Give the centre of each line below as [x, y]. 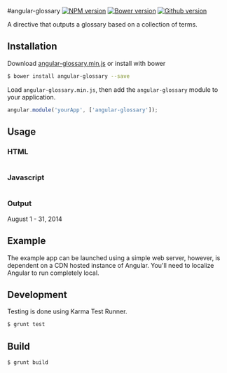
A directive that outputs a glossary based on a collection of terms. [102, 24]
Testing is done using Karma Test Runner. [67, 311]
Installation [32, 47]
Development [37, 295]
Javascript [26, 177]
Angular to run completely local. [53, 273]
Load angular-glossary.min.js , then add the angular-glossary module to [113, 89]
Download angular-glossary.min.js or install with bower [87, 63]
